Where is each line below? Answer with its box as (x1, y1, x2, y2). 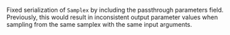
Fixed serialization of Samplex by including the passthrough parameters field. (6, 6, 224, 14)
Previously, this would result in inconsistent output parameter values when (6, 13, 218, 21)
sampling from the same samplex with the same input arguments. (6, 21, 193, 28)
